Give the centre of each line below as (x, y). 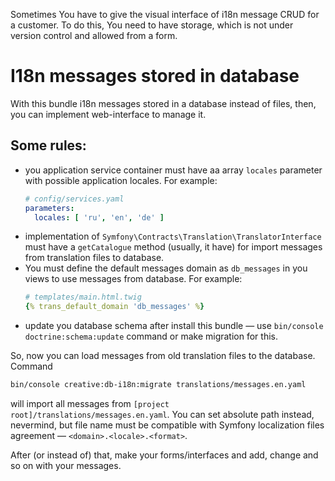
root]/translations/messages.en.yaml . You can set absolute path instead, (162, 414)
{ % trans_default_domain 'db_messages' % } (114, 307)
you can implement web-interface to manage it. (108, 114)
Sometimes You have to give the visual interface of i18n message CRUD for (165, 14)
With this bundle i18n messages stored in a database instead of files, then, (163, 103)
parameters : (49, 208)
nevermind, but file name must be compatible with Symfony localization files (167, 425)
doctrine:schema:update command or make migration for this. (151, 336)
